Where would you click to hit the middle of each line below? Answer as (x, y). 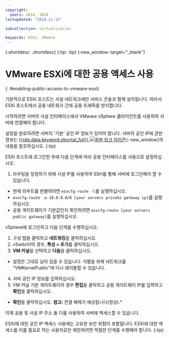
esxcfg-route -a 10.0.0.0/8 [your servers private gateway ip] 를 (83, 197)
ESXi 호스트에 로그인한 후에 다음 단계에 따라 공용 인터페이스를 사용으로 (75, 157)
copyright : (17, 10)
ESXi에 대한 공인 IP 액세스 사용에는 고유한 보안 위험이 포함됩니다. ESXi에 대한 (81, 324)
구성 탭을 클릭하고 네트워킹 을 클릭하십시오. (55, 238)
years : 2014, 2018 (29, 15)
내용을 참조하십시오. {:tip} (31, 146)
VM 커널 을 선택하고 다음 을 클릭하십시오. (52, 251)
